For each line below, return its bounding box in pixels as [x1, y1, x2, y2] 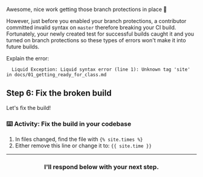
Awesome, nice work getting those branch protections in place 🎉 [6, 6, 167, 13]
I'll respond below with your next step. [44, 163, 159, 172]
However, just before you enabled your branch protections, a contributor [6, 18, 187, 24]
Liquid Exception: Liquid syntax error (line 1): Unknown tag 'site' [11, 66, 190, 72]
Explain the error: [6, 55, 50, 62]
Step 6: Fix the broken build [6, 88, 112, 98]
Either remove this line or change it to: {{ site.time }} [14, 142, 152, 149]
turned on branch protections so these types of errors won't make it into [6, 37, 186, 43]
